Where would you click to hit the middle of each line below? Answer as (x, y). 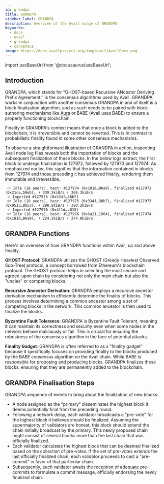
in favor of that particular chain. (62, 461)
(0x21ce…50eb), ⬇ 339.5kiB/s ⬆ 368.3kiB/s (49, 193)
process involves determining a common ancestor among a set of (71, 301)
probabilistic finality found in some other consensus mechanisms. (72, 138)
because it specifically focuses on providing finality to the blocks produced (81, 352)
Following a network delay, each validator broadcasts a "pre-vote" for (83, 415)
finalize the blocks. (24, 312)
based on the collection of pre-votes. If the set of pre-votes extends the (85, 451)
